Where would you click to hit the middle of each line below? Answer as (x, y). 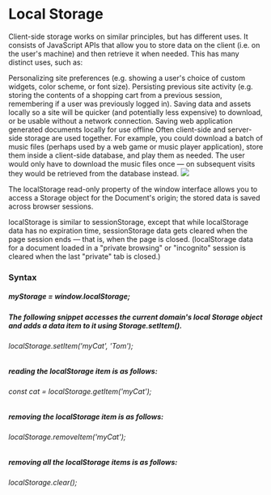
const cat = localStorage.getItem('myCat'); (80, 391)
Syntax (23, 277)
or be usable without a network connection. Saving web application (121, 121)
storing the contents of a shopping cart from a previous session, (115, 95)
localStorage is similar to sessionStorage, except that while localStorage (129, 222)
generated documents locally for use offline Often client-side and (117, 129)
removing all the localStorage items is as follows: (93, 462)
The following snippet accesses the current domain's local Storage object (135, 317)
